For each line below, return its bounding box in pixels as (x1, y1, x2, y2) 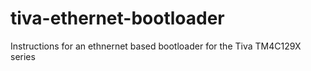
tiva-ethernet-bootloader (10, 7, 225, 30)
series (10, 50, 36, 62)
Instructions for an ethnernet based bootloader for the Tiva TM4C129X (10, 40, 302, 52)
